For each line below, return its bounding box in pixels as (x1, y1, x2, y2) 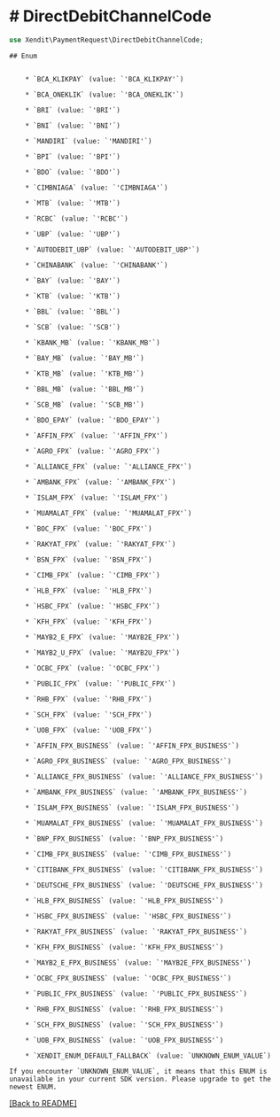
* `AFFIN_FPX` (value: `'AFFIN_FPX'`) (25, 431, 168, 440)
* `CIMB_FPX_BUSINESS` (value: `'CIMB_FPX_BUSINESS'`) (25, 849, 232, 858)
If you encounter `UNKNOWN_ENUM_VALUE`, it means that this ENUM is (9, 1067, 268, 1075)
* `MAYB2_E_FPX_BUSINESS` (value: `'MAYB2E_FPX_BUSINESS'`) (25, 958, 252, 967)
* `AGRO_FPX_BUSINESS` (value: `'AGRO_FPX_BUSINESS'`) (25, 756, 232, 765)
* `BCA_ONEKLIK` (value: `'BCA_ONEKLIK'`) (25, 90, 184, 99)
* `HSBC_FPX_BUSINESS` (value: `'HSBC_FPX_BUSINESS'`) (25, 911, 232, 920)
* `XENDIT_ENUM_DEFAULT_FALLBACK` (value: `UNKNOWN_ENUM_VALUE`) (25, 1051, 272, 1060)
